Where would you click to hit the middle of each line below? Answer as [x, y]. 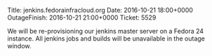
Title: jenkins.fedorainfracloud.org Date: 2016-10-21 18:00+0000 [100, 10]
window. [19, 46]
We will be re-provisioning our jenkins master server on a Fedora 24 [106, 31]
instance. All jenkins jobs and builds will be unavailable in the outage [106, 38]
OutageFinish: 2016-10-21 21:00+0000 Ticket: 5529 [82, 17]
